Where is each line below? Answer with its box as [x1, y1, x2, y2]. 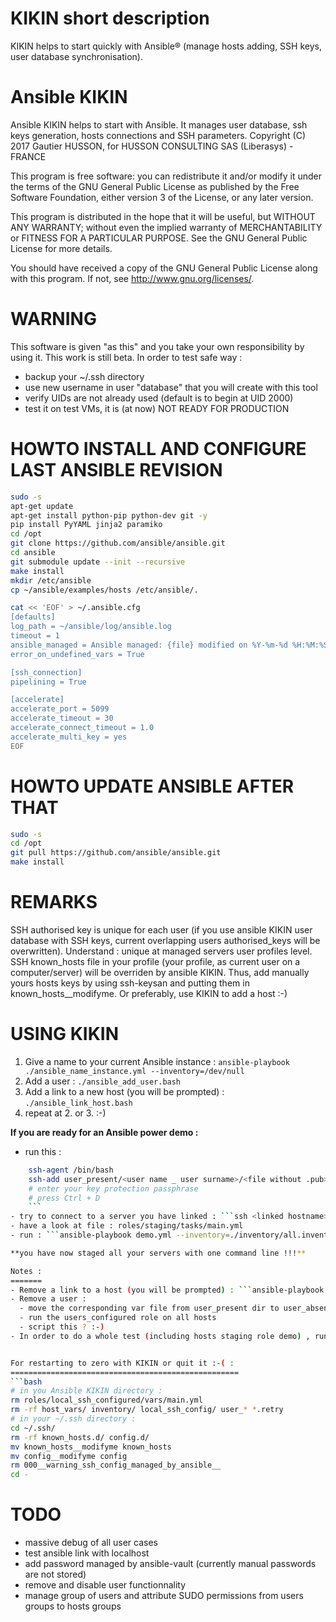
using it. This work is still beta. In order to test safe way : [10, 351, 243, 363]
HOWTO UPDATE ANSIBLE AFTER [10, 775, 295, 797]
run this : [24, 1145, 62, 1157]
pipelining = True [10, 677, 87, 687]
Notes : [10, 1266, 43, 1276]
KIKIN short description [10, 7, 210, 30]
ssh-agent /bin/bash [28, 1165, 114, 1175]
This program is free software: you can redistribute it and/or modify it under [10, 170, 322, 182]
